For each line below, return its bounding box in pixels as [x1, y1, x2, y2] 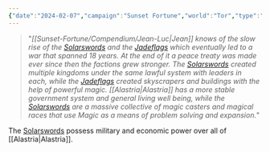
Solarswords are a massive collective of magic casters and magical [27, 102, 254, 111]
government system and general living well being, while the [27, 93, 225, 102]
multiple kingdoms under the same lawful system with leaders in [27, 67, 243, 77]
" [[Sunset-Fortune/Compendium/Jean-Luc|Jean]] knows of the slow [27, 34, 256, 43]
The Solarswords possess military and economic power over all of [8, 126, 227, 135]
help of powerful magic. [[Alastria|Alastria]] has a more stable [27, 85, 235, 94]
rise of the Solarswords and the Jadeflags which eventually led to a [27, 42, 253, 52]
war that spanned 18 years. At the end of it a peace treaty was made [27, 50, 257, 60]
